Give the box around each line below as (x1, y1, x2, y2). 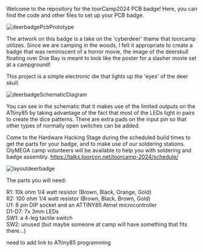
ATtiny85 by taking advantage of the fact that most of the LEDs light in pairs (6, 109, 195, 116)
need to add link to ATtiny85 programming (6, 239, 111, 246)
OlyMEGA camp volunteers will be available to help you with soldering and (6, 147, 192, 154)
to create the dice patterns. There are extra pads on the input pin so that (6, 115, 187, 123)
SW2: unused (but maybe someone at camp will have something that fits (6, 221, 188, 228)
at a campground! (6, 61, 51, 68)
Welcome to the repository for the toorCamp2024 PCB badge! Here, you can (6, 5, 198, 12)
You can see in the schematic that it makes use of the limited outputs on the (6, 103, 196, 110)
